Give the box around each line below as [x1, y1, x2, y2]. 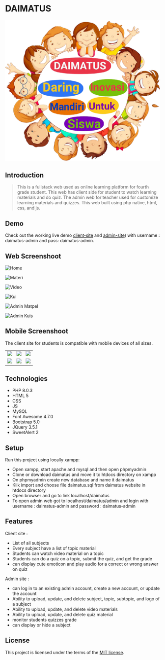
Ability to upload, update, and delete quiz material [12, 611, 113, 617]
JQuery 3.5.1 [12, 424, 38, 430]
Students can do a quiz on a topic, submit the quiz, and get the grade [12, 555, 153, 561]
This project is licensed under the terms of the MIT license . [5, 649, 124, 655]
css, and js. [17, 205, 41, 211]
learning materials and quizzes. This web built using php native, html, [17, 200, 157, 206]
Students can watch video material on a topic [12, 550, 104, 556]
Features [5, 517, 33, 526]
